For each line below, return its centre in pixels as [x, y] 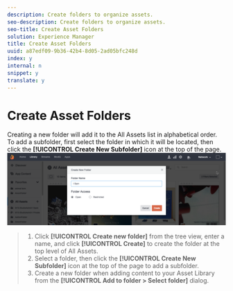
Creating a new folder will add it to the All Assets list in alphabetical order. [112, 134]
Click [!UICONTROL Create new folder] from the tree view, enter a [129, 236]
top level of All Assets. [66, 251]
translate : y [26, 80]
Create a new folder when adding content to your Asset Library [124, 273]
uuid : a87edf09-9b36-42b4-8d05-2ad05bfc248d [72, 51]
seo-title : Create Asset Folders [55, 29]
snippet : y [23, 73]
